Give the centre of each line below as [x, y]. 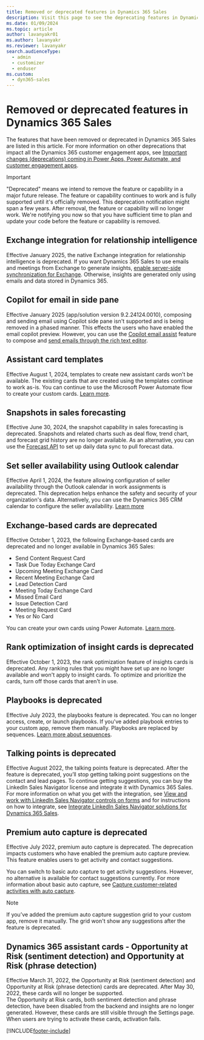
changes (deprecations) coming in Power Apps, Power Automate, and [93, 159]
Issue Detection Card [41, 603]
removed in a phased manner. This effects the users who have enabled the [100, 327]
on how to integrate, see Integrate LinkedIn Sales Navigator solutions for [97, 807]
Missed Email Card [39, 597]
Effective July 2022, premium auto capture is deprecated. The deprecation [100, 847]
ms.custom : [20, 74]
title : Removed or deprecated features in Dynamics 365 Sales [87, 12]
